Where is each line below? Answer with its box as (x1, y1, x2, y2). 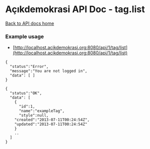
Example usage (5, 33, 44, 40)
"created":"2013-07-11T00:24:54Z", (14, 118, 90, 123)
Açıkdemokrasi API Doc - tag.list (5, 4, 145, 15)
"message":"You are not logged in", (10, 68, 87, 74)
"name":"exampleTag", (18, 108, 65, 114)
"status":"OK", (10, 91, 42, 96)
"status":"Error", (10, 64, 49, 69)
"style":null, (18, 113, 49, 118)
